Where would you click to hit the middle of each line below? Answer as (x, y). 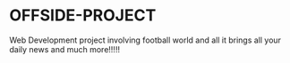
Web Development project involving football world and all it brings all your (145, 40)
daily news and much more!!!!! (65, 49)
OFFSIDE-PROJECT (83, 16)
